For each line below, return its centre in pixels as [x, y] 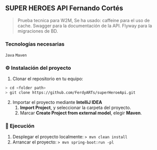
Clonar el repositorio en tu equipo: [48, 79]
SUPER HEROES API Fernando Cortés [64, 8]
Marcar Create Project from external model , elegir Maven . [81, 113]
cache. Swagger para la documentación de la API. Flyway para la [85, 26]
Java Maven [16, 55]
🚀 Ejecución [20, 126]
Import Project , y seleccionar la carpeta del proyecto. [75, 108]
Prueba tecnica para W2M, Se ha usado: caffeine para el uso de [84, 20]
